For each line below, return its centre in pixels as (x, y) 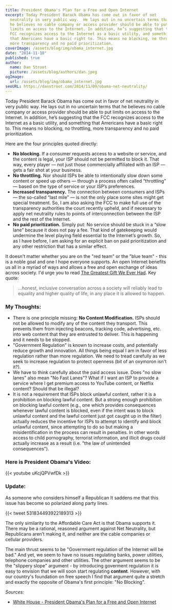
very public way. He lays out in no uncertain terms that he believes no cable (85, 106)
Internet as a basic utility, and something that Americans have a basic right (84, 123)
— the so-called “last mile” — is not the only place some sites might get (88, 197)
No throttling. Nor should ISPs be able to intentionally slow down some (88, 175)
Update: (16, 486)
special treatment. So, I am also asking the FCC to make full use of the (87, 203)
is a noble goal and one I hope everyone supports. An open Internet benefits (86, 262)
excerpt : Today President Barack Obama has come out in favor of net (81, 15)
